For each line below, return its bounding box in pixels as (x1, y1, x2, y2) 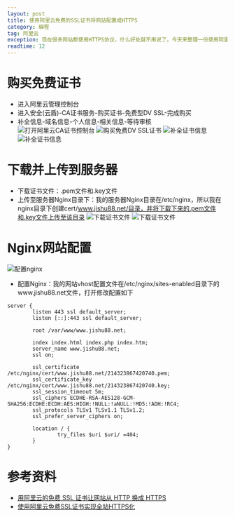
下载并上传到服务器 (7, 162, 118, 178)
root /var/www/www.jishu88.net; (32, 327, 127, 334)
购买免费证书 (7, 75, 82, 91)
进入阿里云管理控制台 (17, 100, 79, 108)
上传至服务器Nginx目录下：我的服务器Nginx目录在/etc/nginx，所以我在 (17, 195, 222, 203)
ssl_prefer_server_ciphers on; (32, 412, 124, 419)
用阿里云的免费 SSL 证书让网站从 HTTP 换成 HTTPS (17, 493, 166, 502)
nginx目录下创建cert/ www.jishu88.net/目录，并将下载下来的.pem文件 (17, 204, 217, 213)
